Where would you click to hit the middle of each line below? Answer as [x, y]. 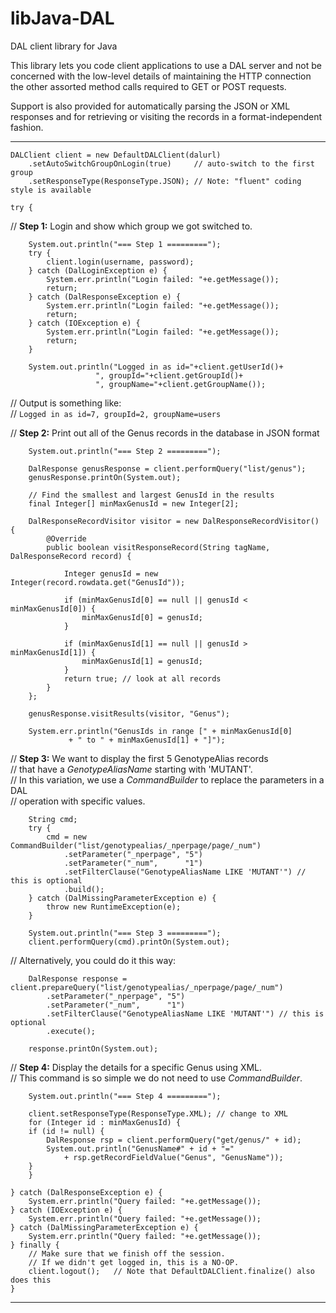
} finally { [35, 1245]
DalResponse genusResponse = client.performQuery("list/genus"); [167, 468]
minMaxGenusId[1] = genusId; [142, 661]
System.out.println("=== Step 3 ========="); [125, 933]
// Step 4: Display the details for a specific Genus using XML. [136, 1067]
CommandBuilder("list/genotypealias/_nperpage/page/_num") [136, 845]
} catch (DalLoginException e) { [98, 270]
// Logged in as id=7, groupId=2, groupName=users [116, 413]
